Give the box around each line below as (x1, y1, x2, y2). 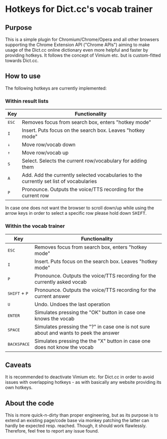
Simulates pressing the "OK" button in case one (34, 309, 146, 316)
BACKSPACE (7, 342, 30, 347)
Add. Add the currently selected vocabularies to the (21, 172, 143, 178)
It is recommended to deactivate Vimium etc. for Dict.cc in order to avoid (5, 374, 154, 380)
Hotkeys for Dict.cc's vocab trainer (5, 3, 153, 15)
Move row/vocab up (21, 149, 69, 156)
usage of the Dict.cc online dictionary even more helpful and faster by (5, 47, 148, 53)
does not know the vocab (34, 344, 94, 351)
